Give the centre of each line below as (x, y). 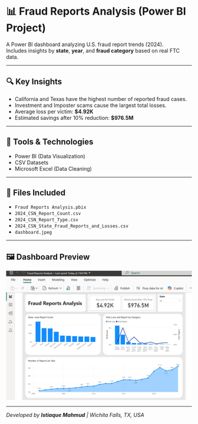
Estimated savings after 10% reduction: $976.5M (74, 118)
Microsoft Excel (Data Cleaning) (53, 168)
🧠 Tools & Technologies (50, 142)
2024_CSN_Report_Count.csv (48, 214)
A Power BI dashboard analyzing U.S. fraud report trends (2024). (85, 44)
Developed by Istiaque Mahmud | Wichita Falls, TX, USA (75, 415)
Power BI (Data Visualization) (50, 156)
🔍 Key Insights (34, 82)
